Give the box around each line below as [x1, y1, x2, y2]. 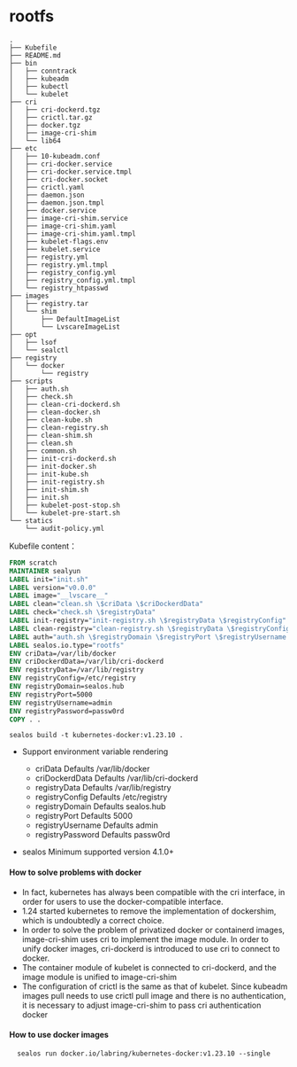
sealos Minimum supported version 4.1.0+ [21, 846, 174, 857]
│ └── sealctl [9, 346, 69, 354]
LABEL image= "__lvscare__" [9, 591, 109, 600]
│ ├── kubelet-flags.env [9, 237, 109, 245]
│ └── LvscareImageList [9, 322, 121, 331]
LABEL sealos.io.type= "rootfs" [9, 641, 125, 650]
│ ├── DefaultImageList [9, 315, 121, 323]
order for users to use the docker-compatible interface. [21, 896, 224, 907]
